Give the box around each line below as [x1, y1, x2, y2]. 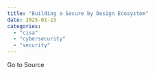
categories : [7, 23, 41, 29]
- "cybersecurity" [13, 36, 67, 42]
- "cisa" [13, 29, 38, 36]
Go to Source [7, 61, 45, 69]
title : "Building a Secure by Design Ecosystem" [7, 10, 149, 17]
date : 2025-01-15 [7, 16, 57, 23]
